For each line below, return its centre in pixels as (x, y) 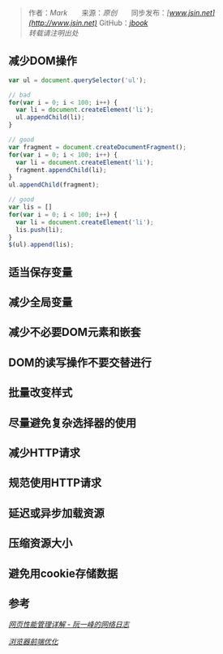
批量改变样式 (41, 393)
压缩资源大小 (41, 543)
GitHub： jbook (123, 23)
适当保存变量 (41, 272)
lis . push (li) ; (39, 230)
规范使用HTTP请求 (55, 483)
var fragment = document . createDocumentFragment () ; (97, 147)
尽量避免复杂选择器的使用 (72, 422)
